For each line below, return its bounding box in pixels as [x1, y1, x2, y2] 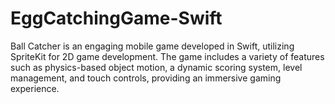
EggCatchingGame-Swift [10, 7, 223, 30]
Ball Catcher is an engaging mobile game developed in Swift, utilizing [10, 40, 295, 52]
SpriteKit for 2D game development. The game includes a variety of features [10, 50, 325, 62]
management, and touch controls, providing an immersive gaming [10, 72, 282, 84]
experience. [10, 82, 60, 94]
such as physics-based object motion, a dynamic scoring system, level [10, 61, 303, 73]
